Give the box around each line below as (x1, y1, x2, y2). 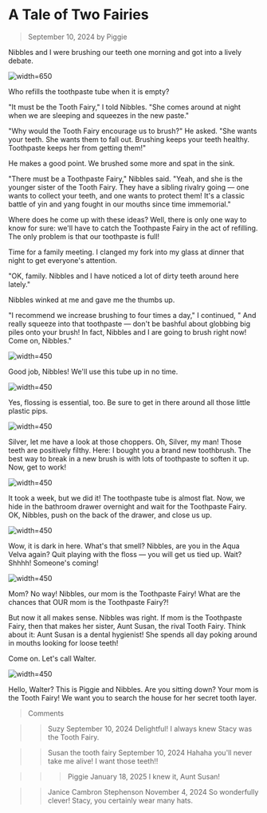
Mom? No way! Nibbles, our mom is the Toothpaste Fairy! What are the (8, 588, 241, 599)
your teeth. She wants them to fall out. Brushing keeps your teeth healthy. (8, 134, 249, 144)
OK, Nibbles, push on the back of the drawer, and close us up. (8, 510, 213, 520)
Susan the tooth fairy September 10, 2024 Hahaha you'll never (47, 748, 253, 757)
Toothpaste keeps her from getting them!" (8, 143, 147, 152)
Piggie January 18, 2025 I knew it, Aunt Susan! (67, 772, 221, 781)
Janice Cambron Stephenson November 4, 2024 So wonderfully (47, 787, 259, 796)
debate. (8, 56, 33, 65)
